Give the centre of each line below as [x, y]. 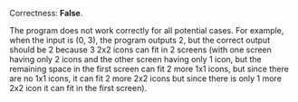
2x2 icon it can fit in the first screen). [78, 88]
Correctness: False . [46, 13]
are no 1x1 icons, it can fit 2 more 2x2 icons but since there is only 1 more [146, 79]
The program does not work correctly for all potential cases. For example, [147, 30]
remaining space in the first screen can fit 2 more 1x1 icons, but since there [149, 69]
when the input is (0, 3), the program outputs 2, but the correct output [139, 40]
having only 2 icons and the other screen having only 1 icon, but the [135, 59]
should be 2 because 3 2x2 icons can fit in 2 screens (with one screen [140, 50]
